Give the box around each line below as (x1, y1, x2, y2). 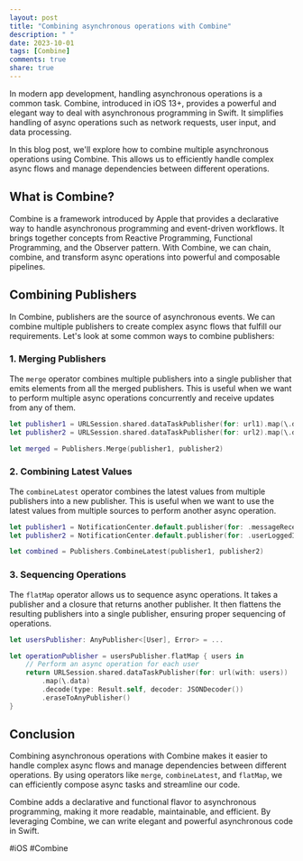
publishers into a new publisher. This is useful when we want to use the (9, 495, 275, 506)
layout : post (9, 13, 59, 23)
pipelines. (9, 261, 46, 271)
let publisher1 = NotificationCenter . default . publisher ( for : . (9, 522, 252, 532)
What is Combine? (9, 189, 115, 205)
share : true (9, 64, 54, 73)
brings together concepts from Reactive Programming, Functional (9, 232, 253, 243)
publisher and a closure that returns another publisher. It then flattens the (9, 599, 281, 609)
